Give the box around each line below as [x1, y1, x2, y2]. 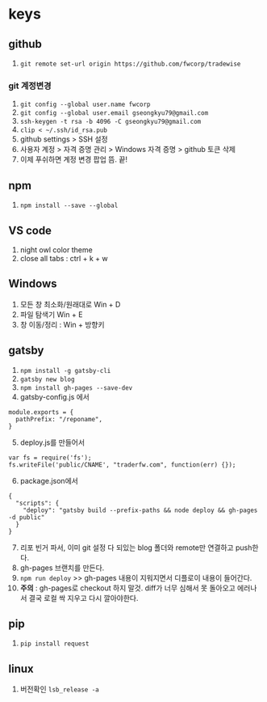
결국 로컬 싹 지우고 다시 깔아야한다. [28, 593, 139, 603]
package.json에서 [19, 476, 78, 485]
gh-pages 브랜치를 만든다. [19, 563, 105, 573]
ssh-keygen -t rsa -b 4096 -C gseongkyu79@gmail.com [19, 118, 202, 126]
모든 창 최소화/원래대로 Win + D [19, 299, 121, 309]
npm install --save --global [19, 201, 119, 210]
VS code [8, 223, 52, 237]
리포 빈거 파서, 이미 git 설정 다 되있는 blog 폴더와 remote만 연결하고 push [19, 543, 252, 552]
